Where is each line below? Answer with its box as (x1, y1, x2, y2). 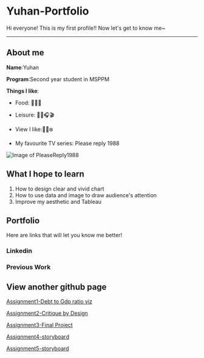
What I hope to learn (6, 169, 84, 180)
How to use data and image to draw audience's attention (15, 191, 157, 198)
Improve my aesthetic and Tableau (15, 198, 102, 205)
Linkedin (6, 247, 32, 255)
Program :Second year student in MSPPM (6, 75, 110, 83)
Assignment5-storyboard (6, 345, 69, 353)
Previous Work (6, 263, 51, 271)
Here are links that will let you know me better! (6, 232, 123, 239)
